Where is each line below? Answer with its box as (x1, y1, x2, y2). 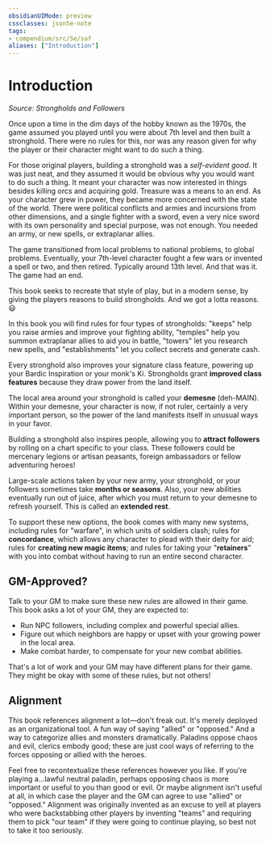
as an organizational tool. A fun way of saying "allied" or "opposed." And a (8, 723, 255, 733)
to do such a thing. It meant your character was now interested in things (8, 178, 247, 187)
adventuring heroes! (8, 460, 76, 470)
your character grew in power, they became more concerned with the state (8, 195, 258, 204)
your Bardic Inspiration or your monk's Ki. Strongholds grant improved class (8, 369, 262, 379)
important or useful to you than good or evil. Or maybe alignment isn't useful (8, 782, 263, 792)
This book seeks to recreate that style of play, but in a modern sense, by (8, 286, 249, 296)
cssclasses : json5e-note (8, 19, 92, 27)
